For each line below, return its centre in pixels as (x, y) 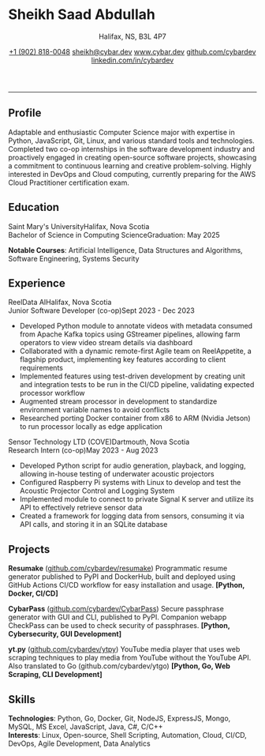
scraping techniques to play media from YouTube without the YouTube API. (130, 658)
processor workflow (52, 393)
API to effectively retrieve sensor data (81, 508)
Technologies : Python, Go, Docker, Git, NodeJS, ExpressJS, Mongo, (119, 718)
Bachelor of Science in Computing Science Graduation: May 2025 (114, 235)
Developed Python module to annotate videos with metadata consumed (136, 326)
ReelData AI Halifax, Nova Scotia (60, 303)
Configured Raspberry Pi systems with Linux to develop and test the (130, 483)
